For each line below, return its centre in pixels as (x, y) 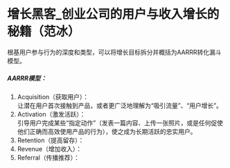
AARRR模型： (27, 78)
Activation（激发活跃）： (51, 114)
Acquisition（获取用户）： (53, 96)
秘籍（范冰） (44, 32)
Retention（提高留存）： (51, 140)
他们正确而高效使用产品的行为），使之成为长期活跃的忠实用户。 (107, 131)
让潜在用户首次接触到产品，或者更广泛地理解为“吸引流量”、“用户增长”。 (120, 106)
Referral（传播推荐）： (48, 158)
